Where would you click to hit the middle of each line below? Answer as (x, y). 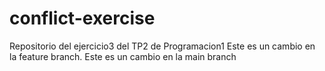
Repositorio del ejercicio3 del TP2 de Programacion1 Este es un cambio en (162, 46)
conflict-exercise (82, 18)
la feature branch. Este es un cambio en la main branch (123, 56)
